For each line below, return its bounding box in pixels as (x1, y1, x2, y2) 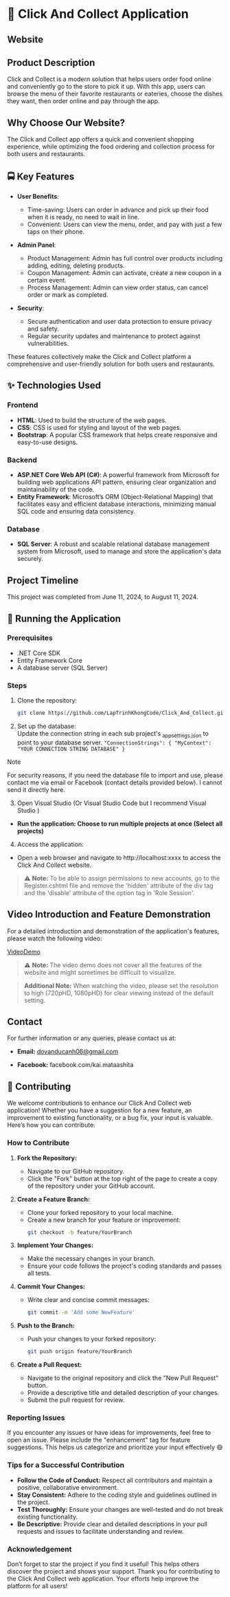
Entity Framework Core (16, 656, 82, 664)
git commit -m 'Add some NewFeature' (27, 1309, 136, 1316)
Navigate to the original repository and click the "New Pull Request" (27, 1374, 219, 1383)
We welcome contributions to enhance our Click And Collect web (7, 1099, 192, 1108)
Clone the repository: (16, 696, 78, 705)
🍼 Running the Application (7, 613, 122, 624)
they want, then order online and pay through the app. (7, 97, 160, 105)
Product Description (7, 56, 95, 68)
